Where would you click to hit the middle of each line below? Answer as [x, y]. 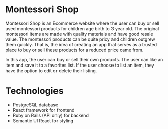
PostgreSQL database [35, 105]
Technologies [35, 91]
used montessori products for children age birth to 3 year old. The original [82, 28]
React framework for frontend [43, 110]
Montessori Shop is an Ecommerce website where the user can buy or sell [82, 23]
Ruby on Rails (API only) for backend [51, 115]
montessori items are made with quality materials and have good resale [79, 34]
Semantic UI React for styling [43, 121]
